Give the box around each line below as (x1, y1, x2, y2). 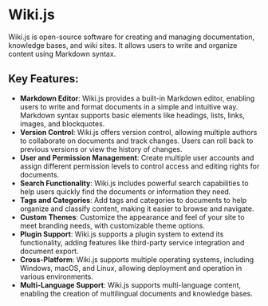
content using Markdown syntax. (8, 49, 116, 58)
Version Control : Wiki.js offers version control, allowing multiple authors (19, 127, 258, 137)
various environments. (19, 272, 94, 281)
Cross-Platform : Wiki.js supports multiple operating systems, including (19, 254, 254, 264)
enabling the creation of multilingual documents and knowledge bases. (19, 288, 253, 298)
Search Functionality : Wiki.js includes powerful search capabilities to (19, 178, 249, 188)
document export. (19, 246, 79, 256)
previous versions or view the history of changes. (19, 144, 183, 153)
